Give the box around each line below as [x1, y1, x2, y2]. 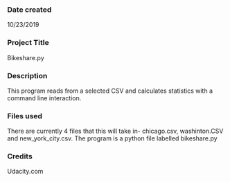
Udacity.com [7, 167, 44, 176]
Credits [7, 152, 33, 161]
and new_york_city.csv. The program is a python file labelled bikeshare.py [7, 134, 218, 143]
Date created [7, 5, 52, 15]
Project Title [7, 38, 50, 48]
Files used [7, 111, 43, 120]
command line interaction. [7, 93, 82, 102]
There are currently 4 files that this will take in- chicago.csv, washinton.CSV [7, 127, 224, 136]
